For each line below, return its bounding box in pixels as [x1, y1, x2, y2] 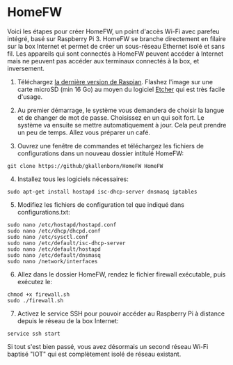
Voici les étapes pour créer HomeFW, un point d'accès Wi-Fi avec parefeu [7, 27, 220, 36]
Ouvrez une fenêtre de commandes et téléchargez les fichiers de [17, 141, 204, 150]
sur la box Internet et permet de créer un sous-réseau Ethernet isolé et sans [7, 42, 225, 50]
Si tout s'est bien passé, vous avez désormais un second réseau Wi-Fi [7, 342, 209, 350]
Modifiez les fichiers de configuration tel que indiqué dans [17, 200, 184, 209]
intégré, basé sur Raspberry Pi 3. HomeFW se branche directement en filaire [7, 34, 226, 42]
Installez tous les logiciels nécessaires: [17, 175, 129, 183]
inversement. [7, 64, 45, 72]
